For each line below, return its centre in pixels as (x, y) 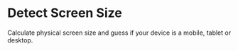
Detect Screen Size (65, 13)
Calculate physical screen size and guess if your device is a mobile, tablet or (119, 33)
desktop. (20, 40)
